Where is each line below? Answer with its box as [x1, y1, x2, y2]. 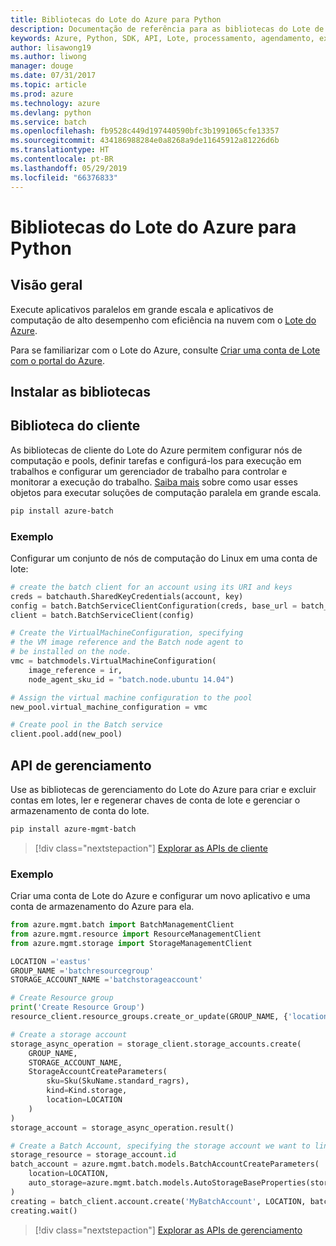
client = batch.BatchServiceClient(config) [10, 610, 195, 620]
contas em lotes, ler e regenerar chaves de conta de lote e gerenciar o [10, 794, 301, 806]
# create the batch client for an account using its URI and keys [10, 582, 293, 592]
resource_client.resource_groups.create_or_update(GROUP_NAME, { [10, 1012, 288, 1022]
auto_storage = [28, 1178, 87, 1188]
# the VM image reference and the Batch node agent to [10, 637, 244, 648]
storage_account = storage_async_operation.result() [10, 1122, 235, 1133]
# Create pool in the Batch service [10, 720, 163, 730]
